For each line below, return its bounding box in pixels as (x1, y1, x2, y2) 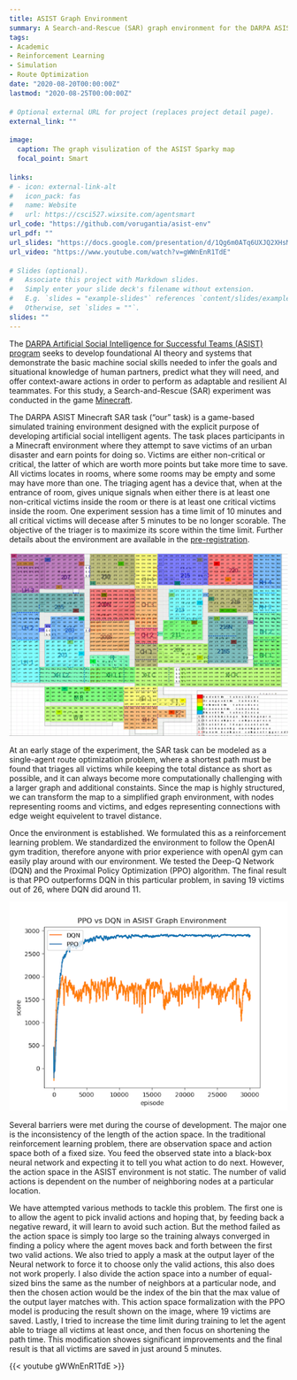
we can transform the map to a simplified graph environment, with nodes (9, 792, 274, 802)
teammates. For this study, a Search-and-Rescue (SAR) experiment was (9, 385, 271, 395)
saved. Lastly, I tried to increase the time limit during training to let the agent (9, 1315, 286, 1326)
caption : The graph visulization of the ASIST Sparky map (17, 145, 236, 154)
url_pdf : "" (9, 229, 53, 238)
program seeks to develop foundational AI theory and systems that (9, 348, 252, 358)
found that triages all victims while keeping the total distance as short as (9, 763, 272, 774)
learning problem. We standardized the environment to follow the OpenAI (9, 837, 276, 847)
